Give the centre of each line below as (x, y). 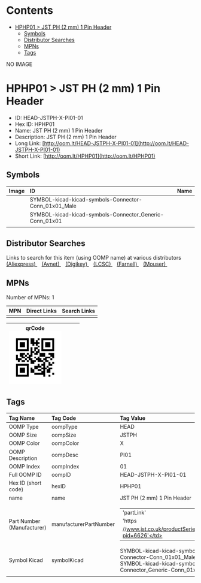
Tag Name (22, 418)
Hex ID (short (25, 483)
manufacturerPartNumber (83, 524)
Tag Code (64, 418)
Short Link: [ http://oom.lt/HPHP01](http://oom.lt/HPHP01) (85, 156)
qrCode (35, 328)
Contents (30, 10)
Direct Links (41, 311)
